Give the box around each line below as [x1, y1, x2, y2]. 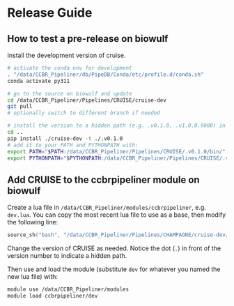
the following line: [7, 218, 58, 227]
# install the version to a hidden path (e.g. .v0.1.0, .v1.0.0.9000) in [7, 122, 226, 130]
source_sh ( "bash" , [7, 231, 61, 238]
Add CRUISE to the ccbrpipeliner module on [7, 174, 200, 185]
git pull [7, 103, 33, 110]
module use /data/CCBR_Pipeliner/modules [7, 286, 130, 293]
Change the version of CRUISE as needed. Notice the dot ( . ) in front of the [7, 244, 221, 252]
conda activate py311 [7, 77, 70, 84]
